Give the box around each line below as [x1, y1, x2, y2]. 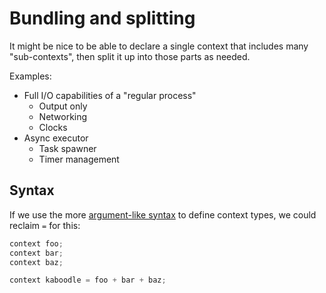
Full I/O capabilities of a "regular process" [23, 89, 197, 101]
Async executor [23, 132, 89, 144]
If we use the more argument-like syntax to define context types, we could [9, 208, 317, 221]
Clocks [38, 121, 68, 133]
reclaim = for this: [9, 219, 81, 231]
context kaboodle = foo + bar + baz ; [9, 275, 167, 286]
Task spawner [38, 142, 97, 154]
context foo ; [9, 238, 64, 249]
